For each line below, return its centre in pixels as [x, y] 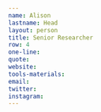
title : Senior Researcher [50, 37]
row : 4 [19, 45]
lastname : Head [33, 23]
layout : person [33, 30]
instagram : [26, 96]
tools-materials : [37, 74]
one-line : [24, 52]
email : [19, 81]
